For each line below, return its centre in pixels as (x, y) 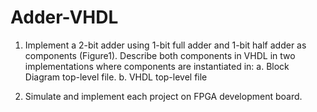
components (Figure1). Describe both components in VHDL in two (160, 55)
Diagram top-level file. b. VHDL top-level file (116, 77)
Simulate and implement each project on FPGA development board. (163, 96)
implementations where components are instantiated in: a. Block (157, 66)
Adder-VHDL (64, 17)
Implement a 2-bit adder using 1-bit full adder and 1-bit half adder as (165, 45)
